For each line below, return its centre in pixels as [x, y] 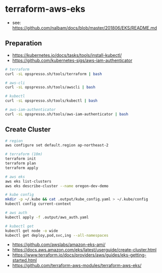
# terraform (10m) [24, 154]
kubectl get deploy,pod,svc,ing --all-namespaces [57, 235]
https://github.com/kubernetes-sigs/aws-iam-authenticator [72, 60]
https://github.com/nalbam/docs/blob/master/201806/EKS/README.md [84, 27]
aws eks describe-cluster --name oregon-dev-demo [57, 186]
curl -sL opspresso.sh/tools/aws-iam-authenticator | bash [67, 114]
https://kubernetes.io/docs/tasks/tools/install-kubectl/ [67, 55]
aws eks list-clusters [28, 181]
